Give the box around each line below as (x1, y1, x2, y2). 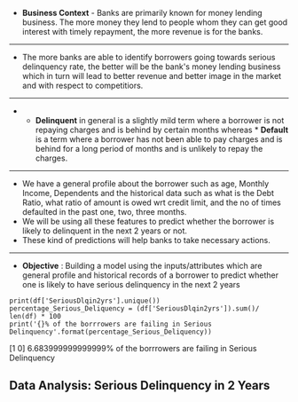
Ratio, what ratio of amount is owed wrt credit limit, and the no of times (21, 197, 281, 208)
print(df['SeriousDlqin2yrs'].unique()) (9, 296, 161, 305)
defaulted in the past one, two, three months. (21, 207, 187, 217)
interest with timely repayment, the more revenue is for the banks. (21, 27, 263, 36)
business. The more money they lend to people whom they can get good (21, 17, 288, 28)
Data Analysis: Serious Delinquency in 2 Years (9, 378, 271, 393)
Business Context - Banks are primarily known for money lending (21, 8, 263, 18)
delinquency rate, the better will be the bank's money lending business (21, 61, 281, 72)
